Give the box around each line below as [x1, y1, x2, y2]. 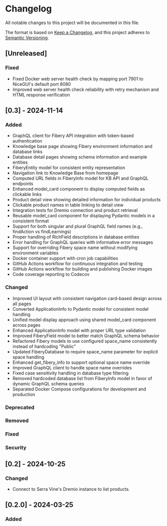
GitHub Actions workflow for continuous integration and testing [12, 260, 143, 267]
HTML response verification [12, 91, 70, 98]
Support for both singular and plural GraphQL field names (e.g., [12, 223, 143, 229]
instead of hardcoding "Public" [12, 343, 76, 349]
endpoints [12, 181, 33, 187]
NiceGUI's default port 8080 [12, 81, 71, 87]
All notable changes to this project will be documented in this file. [5, 20, 140, 26]
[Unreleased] [5, 49, 47, 58]
